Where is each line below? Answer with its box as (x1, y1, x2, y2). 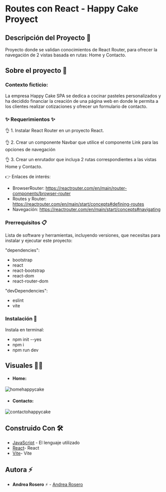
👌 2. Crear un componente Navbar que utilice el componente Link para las (5, 139, 159, 145)
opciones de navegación (5, 146, 56, 152)
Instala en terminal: (5, 326, 44, 332)
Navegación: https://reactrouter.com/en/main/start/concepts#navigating (12, 206, 161, 212)
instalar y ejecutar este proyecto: (5, 238, 73, 244)
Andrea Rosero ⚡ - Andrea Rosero (12, 482, 83, 487)
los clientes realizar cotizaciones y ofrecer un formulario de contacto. (5, 103, 148, 109)
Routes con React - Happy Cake (5, 3, 139, 14)
